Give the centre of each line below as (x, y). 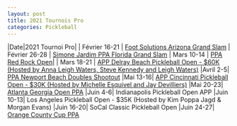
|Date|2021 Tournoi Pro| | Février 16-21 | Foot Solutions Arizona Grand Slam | (119, 47)
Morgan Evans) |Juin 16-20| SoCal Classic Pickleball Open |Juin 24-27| (111, 108)
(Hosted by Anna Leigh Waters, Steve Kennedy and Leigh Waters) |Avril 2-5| (118, 70)
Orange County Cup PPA (44, 115)
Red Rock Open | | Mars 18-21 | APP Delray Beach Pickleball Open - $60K (114, 62)
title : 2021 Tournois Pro (45, 21)
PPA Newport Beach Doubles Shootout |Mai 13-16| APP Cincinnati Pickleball (118, 77)
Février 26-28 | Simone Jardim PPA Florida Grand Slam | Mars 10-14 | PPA (115, 55)
